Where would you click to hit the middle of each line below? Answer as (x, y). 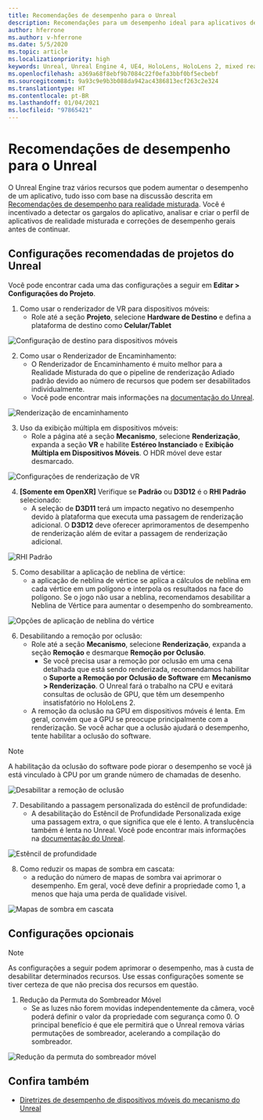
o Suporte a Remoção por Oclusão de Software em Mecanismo (147, 677)
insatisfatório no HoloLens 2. (89, 702)
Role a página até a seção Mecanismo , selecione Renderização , (135, 436)
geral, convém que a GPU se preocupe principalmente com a (130, 719)
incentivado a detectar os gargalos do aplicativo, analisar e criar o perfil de (129, 212)
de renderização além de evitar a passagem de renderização (129, 533)
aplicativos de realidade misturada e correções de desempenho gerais (122, 221)
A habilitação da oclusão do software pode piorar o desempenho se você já (130, 766)
